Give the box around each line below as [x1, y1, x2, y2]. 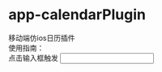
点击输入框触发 [8, 53, 58, 62]
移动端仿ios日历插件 [8, 33, 75, 42]
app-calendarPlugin [8, 6, 146, 24]
